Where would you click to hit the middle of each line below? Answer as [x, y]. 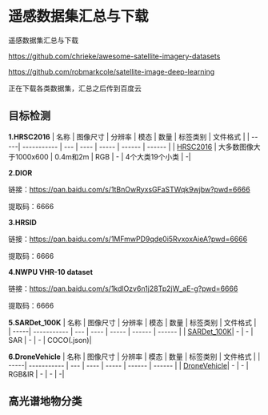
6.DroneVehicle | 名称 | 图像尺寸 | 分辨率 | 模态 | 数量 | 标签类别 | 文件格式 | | [134, 357]
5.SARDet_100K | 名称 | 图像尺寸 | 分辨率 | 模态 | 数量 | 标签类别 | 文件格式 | [132, 322]
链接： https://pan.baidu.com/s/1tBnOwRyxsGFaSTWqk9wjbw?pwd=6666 [129, 189]
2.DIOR [20, 172]
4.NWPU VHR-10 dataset [51, 272]
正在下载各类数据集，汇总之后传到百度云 [75, 88]
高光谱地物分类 [45, 401]
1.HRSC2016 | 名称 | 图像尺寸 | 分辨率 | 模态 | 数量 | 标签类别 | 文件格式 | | [129, 136]
